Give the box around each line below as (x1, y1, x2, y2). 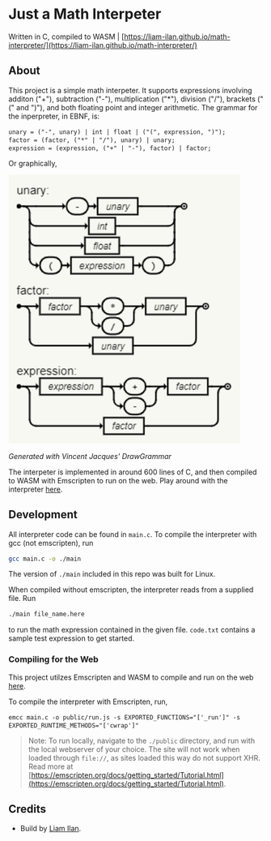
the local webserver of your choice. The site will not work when (28, 744, 240, 754)
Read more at (28, 762, 74, 771)
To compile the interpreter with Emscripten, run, (8, 697, 168, 706)
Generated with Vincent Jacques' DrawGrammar (8, 451, 172, 461)
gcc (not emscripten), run (8, 538, 94, 547)
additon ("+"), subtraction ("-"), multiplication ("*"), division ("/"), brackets (8, 94, 256, 104)
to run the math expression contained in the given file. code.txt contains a (8, 625, 256, 635)
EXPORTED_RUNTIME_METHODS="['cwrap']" (8, 721, 139, 730)
